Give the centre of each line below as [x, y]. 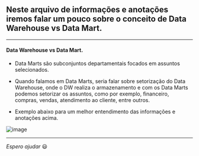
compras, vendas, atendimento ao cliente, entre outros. [82, 100]
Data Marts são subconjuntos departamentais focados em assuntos [97, 63]
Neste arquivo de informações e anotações [87, 10]
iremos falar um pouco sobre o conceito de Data [96, 19]
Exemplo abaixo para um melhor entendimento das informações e [95, 112]
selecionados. [32, 70]
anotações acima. [36, 118]
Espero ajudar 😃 [27, 147]
